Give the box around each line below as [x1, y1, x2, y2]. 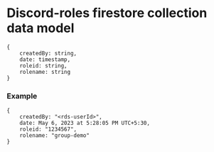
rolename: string [19, 68, 71, 75]
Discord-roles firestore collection [6, 5, 208, 21]
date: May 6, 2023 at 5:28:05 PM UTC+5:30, [19, 119, 151, 127]
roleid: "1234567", [19, 126, 77, 133]
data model [6, 20, 75, 36]
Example [6, 91, 38, 101]
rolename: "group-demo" [19, 132, 90, 139]
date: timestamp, [19, 55, 71, 63]
